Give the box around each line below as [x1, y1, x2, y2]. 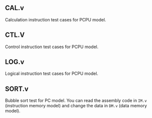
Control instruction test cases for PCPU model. [5, 44, 99, 50]
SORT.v [5, 84, 29, 93]
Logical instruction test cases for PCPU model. [5, 70, 99, 77]
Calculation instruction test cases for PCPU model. [5, 17, 106, 22]
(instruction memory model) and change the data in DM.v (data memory [5, 103, 147, 109]
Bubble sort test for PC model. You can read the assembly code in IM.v [5, 98, 147, 103]
